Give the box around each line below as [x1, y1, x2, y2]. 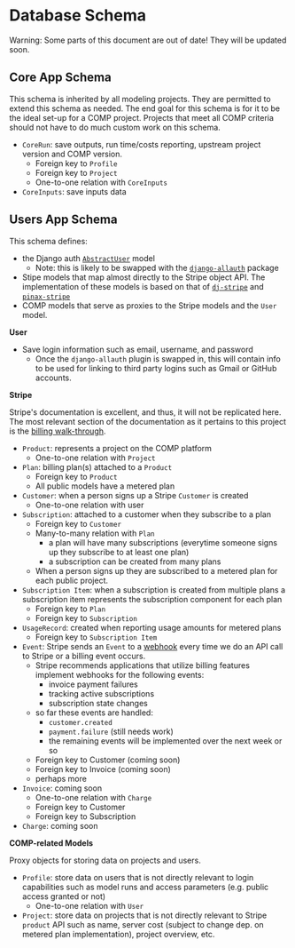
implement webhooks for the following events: [35, 669, 205, 680]
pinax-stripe [21, 292, 71, 301]
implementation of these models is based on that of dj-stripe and [21, 281, 264, 291]
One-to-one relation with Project [35, 452, 157, 463]
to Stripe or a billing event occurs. [21, 650, 146, 661]
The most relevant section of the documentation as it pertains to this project [9, 416, 286, 426]
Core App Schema [9, 70, 113, 85]
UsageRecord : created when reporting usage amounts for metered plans [21, 622, 282, 633]
